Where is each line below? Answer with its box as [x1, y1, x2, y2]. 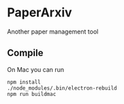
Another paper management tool [7, 27, 99, 36]
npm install [7, 79, 41, 86]
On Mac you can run [7, 65, 65, 73]
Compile [7, 47, 44, 59]
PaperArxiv [7, 5, 73, 21]
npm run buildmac [7, 90, 57, 97]
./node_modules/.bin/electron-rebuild [7, 84, 117, 92]
